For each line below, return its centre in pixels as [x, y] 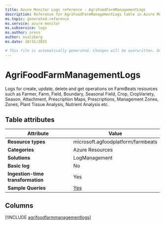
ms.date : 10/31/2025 [26, 42]
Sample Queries [27, 188]
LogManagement [93, 158]
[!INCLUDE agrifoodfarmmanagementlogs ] [48, 218]
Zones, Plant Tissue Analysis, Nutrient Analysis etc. [57, 104]
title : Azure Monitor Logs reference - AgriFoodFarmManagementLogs [76, 10]
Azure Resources [93, 150]
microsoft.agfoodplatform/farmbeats [115, 142]
